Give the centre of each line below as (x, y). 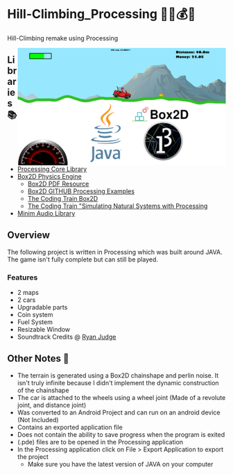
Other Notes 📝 (38, 359)
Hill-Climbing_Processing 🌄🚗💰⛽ (102, 14)
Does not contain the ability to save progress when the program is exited (121, 434)
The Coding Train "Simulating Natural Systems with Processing (118, 206)
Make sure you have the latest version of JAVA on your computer (120, 464)
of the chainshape (43, 390)
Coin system (35, 315)
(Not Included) (38, 419)
